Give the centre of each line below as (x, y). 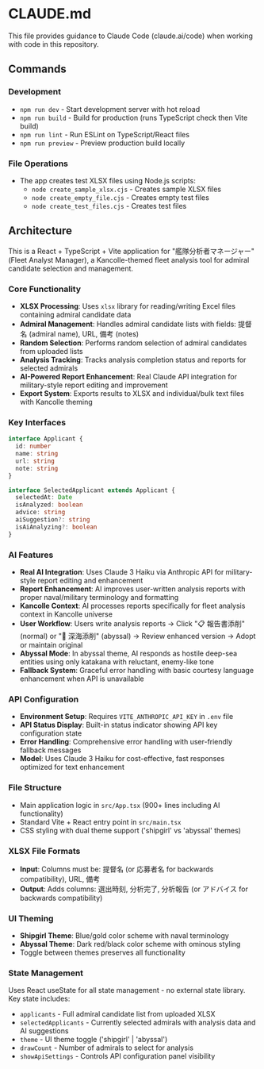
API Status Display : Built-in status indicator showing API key (119, 725)
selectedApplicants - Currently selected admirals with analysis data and (138, 1023)
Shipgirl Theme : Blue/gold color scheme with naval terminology (124, 936)
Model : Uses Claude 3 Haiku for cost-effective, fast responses (122, 759)
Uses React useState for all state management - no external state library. (127, 990)
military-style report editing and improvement (94, 385)
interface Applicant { (46, 439)
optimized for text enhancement (72, 767)
